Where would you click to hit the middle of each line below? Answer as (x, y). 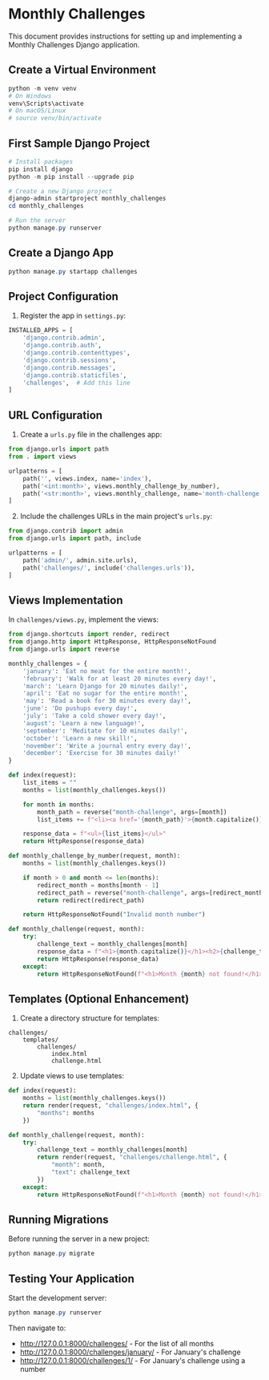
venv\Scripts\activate (46, 103)
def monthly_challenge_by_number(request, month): (94, 856)
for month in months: (58, 804)
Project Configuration (63, 296)
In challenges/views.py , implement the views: (83, 619)
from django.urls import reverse (64, 649)
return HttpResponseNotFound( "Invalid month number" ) (114, 915)
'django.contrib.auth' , (62, 346)
